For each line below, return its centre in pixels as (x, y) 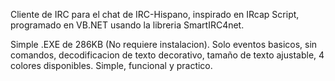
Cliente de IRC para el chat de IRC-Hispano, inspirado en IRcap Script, (155, 14)
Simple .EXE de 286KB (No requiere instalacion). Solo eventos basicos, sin (164, 44)
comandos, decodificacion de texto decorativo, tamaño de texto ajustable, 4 (167, 55)
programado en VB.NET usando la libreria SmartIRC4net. (127, 25)
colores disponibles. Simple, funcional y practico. (111, 65)
